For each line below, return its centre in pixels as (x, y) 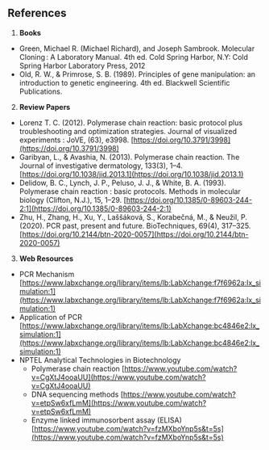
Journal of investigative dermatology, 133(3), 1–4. (101, 166)
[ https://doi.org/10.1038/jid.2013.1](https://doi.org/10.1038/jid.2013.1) (131, 174)
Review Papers (45, 107)
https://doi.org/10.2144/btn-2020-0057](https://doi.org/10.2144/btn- (135, 234)
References (37, 13)
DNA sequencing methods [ (77, 394)
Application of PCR (50, 317)
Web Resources (46, 259)
